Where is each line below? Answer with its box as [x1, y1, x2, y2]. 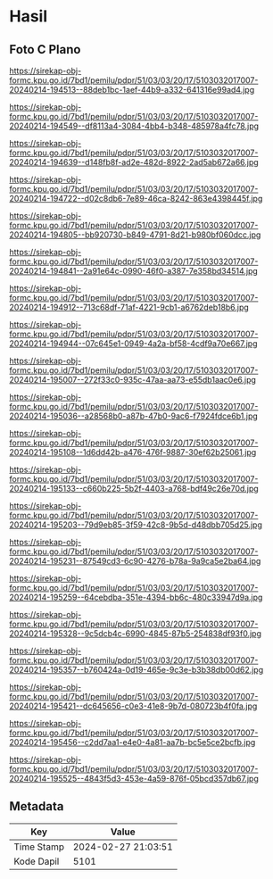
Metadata [9, 799, 64, 814]
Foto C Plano [9, 42, 81, 57]
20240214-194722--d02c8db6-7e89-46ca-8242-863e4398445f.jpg [9, 194, 263, 203]
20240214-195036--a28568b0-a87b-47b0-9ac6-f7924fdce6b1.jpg [9, 410, 259, 421]
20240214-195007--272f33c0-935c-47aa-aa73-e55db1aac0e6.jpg [9, 375, 257, 385]
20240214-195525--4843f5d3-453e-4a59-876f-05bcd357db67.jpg [9, 774, 259, 784]
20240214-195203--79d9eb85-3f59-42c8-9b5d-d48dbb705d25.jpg [9, 519, 263, 530]
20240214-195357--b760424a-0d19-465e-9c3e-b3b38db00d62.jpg [9, 665, 264, 675]
